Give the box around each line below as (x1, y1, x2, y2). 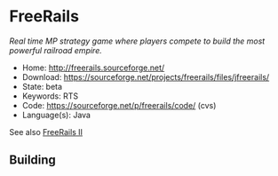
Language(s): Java (21, 109, 91, 120)
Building (9, 153, 56, 168)
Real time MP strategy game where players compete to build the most (9, 36, 266, 46)
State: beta (21, 81, 63, 92)
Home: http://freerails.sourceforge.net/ (21, 62, 165, 73)
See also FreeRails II (9, 126, 83, 137)
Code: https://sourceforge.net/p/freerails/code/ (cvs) (21, 100, 217, 110)
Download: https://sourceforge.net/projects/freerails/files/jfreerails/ (21, 71, 270, 82)
